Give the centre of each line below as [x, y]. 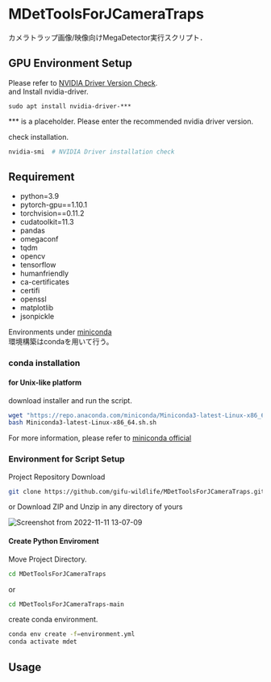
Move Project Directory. [48, 559]
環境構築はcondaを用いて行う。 [61, 342]
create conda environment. [53, 620]
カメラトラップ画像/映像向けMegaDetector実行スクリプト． [108, 37]
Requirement [42, 177]
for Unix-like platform [45, 382]
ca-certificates [45, 282]
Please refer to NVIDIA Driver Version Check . [83, 82]
